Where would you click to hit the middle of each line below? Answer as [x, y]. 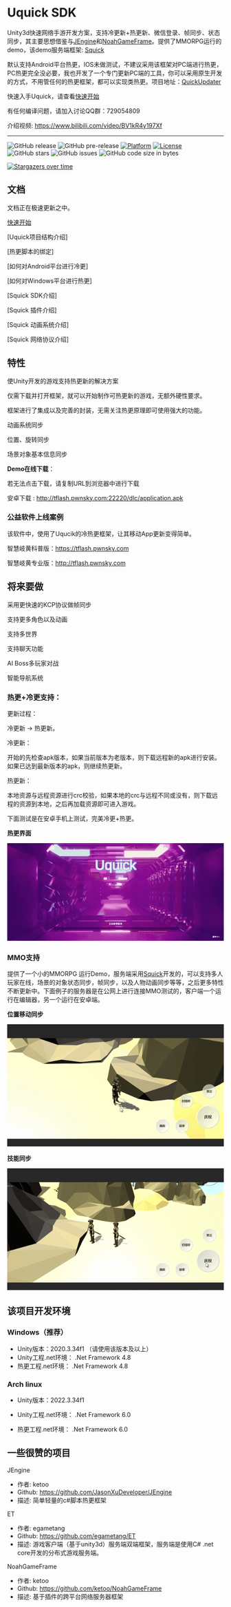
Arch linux [25, 1384]
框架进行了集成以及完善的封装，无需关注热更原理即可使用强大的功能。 [107, 410]
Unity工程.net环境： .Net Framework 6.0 [74, 1415]
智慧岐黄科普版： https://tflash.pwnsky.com [68, 548]
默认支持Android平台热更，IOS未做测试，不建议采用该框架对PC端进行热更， [115, 64]
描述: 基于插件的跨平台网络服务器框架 [70, 1596]
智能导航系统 [25, 678]
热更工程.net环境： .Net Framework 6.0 [73, 1429]
